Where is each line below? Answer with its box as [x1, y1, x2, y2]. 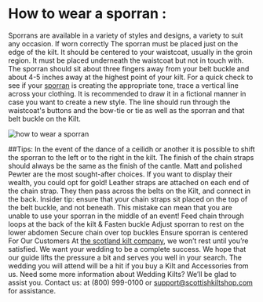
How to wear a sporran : [8, 5, 167, 23]
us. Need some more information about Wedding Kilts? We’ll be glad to [8, 269, 237, 278]
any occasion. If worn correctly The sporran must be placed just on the [8, 38, 239, 48]
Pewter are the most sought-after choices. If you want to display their [8, 169, 233, 179]
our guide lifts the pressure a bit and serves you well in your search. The [8, 253, 242, 262]
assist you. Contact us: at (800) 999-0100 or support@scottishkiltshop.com [8, 278, 254, 287]
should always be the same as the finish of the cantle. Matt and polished [8, 161, 243, 170]
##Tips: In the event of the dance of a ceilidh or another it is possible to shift [8, 144, 255, 154]
